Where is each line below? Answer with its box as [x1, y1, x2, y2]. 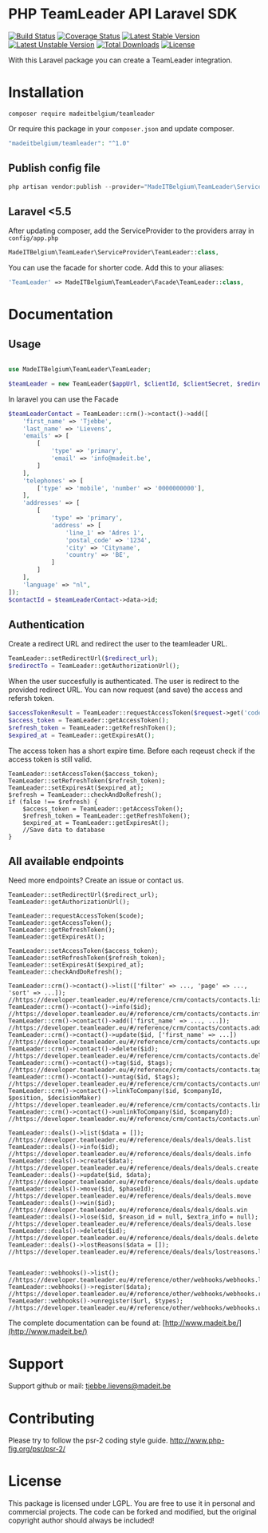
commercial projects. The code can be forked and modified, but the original [8, 1507, 257, 1517]
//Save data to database [22, 826, 105, 834]
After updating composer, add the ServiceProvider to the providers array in [8, 226, 254, 236]
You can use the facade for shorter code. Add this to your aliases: [8, 263, 225, 273]
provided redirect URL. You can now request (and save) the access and [8, 685, 243, 694]
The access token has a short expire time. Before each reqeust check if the [8, 746, 255, 755]
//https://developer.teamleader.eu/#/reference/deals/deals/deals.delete [8, 1234, 259, 1243]
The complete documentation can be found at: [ [8, 1318, 166, 1328]
